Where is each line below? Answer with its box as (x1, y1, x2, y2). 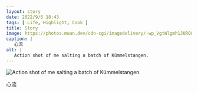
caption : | (6, 36, 33, 42)
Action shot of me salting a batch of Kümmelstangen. (14, 52, 149, 58)
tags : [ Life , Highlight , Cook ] (6, 19, 88, 25)
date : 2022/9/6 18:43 (6, 14, 60, 20)
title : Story (6, 25, 38, 31)
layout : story (6, 8, 41, 15)
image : (6, 31, 22, 36)
